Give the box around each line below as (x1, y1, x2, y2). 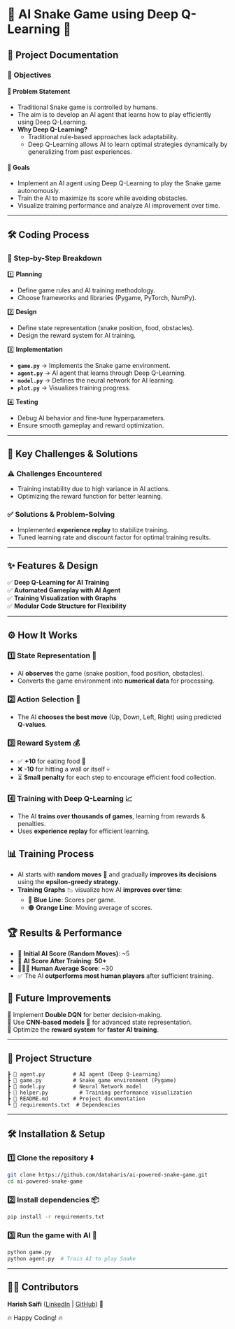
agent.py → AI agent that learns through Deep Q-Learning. (17, 369, 187, 377)
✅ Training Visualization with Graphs (7, 594, 117, 602)
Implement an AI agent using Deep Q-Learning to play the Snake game (17, 178, 222, 187)
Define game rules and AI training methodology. (17, 286, 156, 294)
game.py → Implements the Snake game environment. (17, 361, 171, 369)
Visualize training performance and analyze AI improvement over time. (17, 201, 220, 209)
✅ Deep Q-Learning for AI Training (7, 578, 110, 587)
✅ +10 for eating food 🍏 (17, 757, 86, 765)
